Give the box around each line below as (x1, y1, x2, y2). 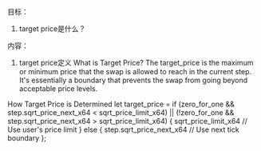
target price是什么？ (18, 24, 86, 34)
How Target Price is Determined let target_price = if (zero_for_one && (7, 99, 235, 109)
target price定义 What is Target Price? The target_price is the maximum (18, 58, 254, 67)
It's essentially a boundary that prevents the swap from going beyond (18, 75, 248, 85)
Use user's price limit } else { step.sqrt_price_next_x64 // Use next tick (7, 125, 240, 134)
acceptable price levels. (18, 84, 98, 93)
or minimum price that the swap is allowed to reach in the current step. (18, 67, 252, 76)
